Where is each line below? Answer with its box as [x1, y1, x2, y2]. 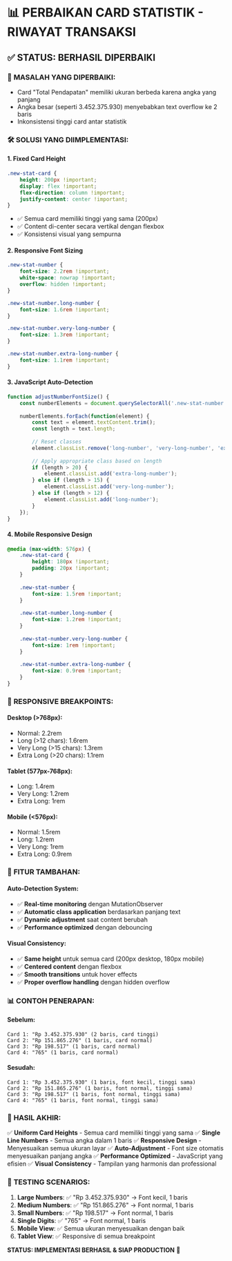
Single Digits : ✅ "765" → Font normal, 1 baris [17, 1216, 146, 1224]
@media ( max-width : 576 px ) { [7, 545, 91, 552]
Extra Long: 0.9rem [17, 850, 72, 859]
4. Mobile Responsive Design [7, 530, 93, 538]
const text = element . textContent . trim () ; [32, 419, 156, 426]
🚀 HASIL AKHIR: [7, 1113, 61, 1122]
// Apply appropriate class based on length [32, 458, 162, 465]
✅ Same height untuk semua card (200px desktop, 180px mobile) [17, 955, 204, 963]
